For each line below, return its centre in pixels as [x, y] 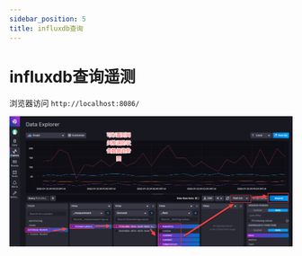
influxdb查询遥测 [73, 77]
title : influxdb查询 [46, 28]
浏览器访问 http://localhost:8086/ [75, 103]
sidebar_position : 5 [48, 19]
